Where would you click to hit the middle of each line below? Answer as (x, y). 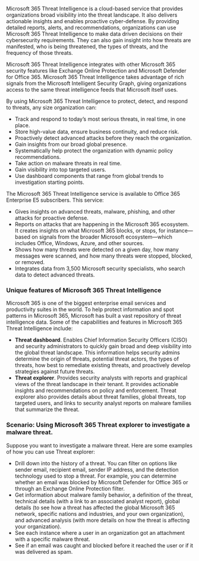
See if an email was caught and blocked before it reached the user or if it (104, 545)
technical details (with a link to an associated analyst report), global (97, 501)
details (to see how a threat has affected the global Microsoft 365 (95, 507)
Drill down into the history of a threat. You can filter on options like (96, 463)
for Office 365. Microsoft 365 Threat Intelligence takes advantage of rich (95, 77)
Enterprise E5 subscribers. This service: (55, 200)
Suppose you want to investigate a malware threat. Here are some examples (99, 445)
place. (22, 125)
